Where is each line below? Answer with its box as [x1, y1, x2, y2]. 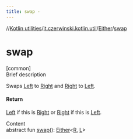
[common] [6, 65, 31, 72]
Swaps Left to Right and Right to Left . [6, 82, 96, 89]
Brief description [6, 71, 47, 78]
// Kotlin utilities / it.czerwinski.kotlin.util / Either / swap [6, 25, 127, 32]
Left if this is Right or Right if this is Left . [6, 109, 102, 116]
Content [6, 120, 26, 127]
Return [6, 96, 23, 103]
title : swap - [6, 8, 41, 15]
